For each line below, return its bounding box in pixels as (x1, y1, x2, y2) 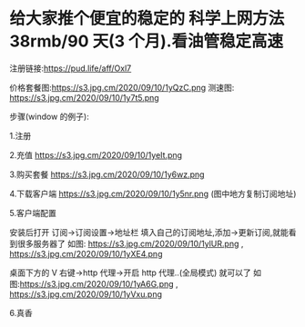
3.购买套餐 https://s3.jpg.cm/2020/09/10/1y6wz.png (9, 169, 205, 180)
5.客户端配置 (9, 207, 56, 218)
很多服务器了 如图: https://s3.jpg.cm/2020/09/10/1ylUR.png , (16, 238, 244, 249)
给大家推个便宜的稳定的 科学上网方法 (9, 8, 285, 29)
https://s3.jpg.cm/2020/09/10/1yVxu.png (9, 288, 162, 300)
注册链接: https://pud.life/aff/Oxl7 (9, 63, 132, 74)
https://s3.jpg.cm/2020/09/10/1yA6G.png (19, 278, 175, 289)
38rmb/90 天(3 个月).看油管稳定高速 (9, 31, 284, 52)
